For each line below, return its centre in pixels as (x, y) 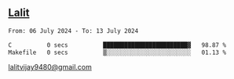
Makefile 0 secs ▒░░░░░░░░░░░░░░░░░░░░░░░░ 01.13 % (117, 52)
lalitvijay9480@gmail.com (50, 67)
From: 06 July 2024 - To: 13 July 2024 (73, 31)
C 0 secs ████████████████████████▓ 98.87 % (117, 45)
